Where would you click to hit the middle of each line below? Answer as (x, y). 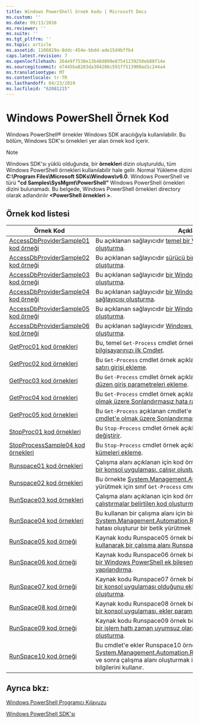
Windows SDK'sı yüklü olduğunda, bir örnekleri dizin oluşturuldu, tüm (91, 164)
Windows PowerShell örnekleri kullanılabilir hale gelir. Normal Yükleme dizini (99, 170)
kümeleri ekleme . (119, 452)
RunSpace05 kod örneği (43, 541)
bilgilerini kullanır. (120, 667)
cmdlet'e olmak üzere (126, 418)
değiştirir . (109, 435)
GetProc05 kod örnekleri (44, 414)
